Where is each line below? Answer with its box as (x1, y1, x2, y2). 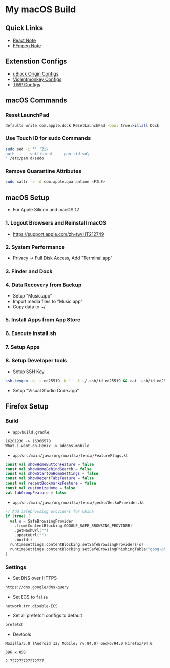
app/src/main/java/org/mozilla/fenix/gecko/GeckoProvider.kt (12, 500, 145, 505)
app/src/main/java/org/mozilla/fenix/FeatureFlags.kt (12, 453, 129, 458)
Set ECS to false (12, 593, 48, 600)
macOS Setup (5, 193, 50, 202)
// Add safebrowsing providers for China (5, 509, 94, 514)
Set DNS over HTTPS (12, 575, 57, 581)
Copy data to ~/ (12, 304, 46, 310)
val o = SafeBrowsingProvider (10, 518, 73, 524)
